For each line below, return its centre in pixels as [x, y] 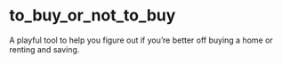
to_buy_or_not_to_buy [93, 16]
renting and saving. [44, 49]
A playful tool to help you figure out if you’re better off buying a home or [141, 40]
